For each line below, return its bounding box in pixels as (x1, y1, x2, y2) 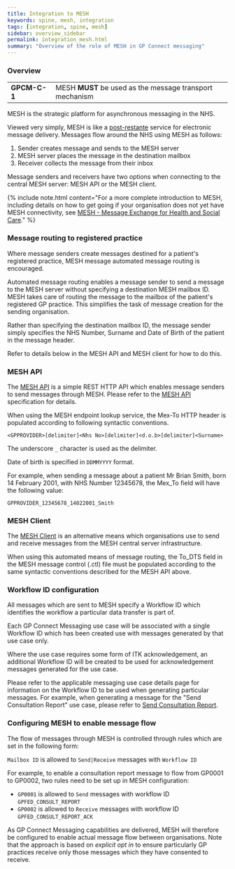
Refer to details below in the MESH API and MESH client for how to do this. (7, 349, 222, 357)
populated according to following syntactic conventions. (7, 418, 169, 426)
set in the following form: (7, 742, 79, 750)
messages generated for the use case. (7, 665, 119, 673)
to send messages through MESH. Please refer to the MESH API (7, 389, 191, 398)
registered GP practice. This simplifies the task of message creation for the (7, 300, 224, 308)
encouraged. (7, 264, 44, 273)
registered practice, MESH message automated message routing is (7, 257, 201, 265)
